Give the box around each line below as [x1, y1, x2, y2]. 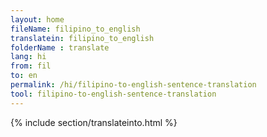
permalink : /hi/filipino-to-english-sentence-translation [10, 80, 257, 90]
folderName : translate [10, 42, 110, 53]
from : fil [10, 61, 52, 71]
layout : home [10, 14, 65, 25]
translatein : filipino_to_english [10, 33, 155, 43]
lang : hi [10, 52, 47, 62]
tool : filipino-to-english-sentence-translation [10, 89, 217, 99]
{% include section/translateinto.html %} [10, 116, 178, 128]
